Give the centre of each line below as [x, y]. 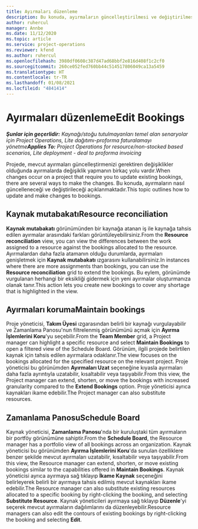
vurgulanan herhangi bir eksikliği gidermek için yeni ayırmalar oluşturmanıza [98, 279]
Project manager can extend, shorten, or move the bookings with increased [98, 380]
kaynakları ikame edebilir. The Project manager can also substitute [86, 393]
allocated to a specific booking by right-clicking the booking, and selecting [97, 495]
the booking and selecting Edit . [44, 520]
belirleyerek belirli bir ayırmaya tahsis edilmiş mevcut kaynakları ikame [91, 482]
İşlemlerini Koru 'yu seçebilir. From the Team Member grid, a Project [88, 337]
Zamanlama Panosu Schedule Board [73, 418]
